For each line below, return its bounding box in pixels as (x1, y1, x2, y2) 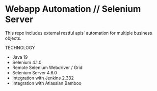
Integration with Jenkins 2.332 (12, 75, 74, 81)
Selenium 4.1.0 (12, 59, 42, 65)
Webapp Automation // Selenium (5, 3, 141, 15)
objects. (5, 35, 22, 41)
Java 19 (12, 54, 28, 60)
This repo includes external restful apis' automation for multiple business (5, 30, 152, 36)
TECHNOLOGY (5, 45, 35, 50)
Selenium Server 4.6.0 (12, 69, 57, 75)
